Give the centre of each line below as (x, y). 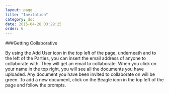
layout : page (19, 10)
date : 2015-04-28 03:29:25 (33, 24)
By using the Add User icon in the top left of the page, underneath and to (81, 53)
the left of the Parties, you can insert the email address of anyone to (76, 58)
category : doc (20, 19)
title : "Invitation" (27, 15)
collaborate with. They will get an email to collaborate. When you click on (81, 64)
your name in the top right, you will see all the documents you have (75, 69)
